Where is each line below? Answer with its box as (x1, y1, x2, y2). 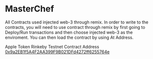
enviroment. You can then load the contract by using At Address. (5, 35, 134, 40)
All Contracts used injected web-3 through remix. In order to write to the (5, 19, 149, 25)
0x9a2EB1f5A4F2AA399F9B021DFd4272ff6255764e (5, 49, 110, 55)
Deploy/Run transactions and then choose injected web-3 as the (5, 29, 133, 35)
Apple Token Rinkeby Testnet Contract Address (5, 44, 99, 49)
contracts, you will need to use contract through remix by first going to (5, 24, 146, 30)
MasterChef (5, 3, 55, 14)
